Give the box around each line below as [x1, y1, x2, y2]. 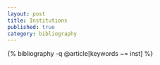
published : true [7, 23, 55, 30]
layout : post [7, 10, 46, 18]
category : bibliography [7, 30, 78, 37]
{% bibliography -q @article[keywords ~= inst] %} [7, 49, 154, 58]
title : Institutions [7, 17, 68, 24]
